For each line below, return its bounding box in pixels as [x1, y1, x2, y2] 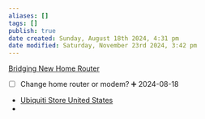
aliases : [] [8, 11, 49, 20]
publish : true [8, 27, 57, 35]
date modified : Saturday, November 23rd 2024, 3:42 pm [8, 42, 198, 50]
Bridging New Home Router [8, 64, 100, 73]
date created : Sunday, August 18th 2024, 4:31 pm [8, 34, 180, 43]
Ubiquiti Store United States [19, 96, 113, 105]
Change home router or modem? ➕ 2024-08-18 [19, 80, 180, 89]
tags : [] [8, 19, 38, 27]
